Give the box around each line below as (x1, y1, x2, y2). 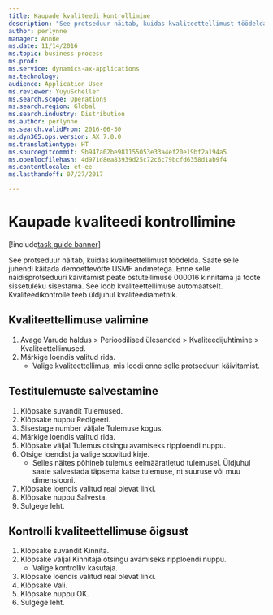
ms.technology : (8, 72, 60, 80)
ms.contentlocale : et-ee (8, 163, 93, 171)
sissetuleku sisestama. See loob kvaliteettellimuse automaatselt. (8, 281, 223, 291)
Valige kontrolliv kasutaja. (32, 563, 118, 573)
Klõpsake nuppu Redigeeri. (19, 414, 111, 424)
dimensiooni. (32, 474, 76, 484)
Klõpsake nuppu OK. (19, 589, 89, 599)
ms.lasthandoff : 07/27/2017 (8, 171, 104, 179)
